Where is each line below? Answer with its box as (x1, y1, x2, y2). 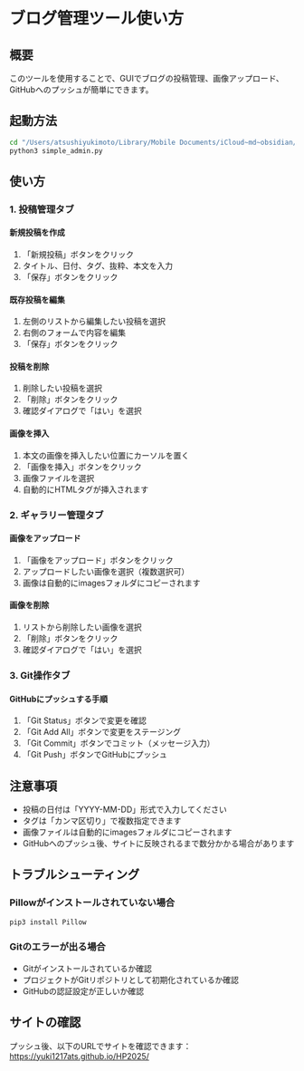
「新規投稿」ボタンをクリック (22, 249, 134, 260)
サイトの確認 (9, 1015, 81, 1030)
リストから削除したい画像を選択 (22, 622, 142, 632)
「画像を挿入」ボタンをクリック (22, 461, 142, 472)
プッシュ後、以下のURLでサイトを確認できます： (9, 1040, 192, 1051)
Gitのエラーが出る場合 (9, 941, 106, 953)
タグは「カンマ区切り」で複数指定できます (22, 815, 182, 825)
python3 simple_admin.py (9, 146, 103, 155)
